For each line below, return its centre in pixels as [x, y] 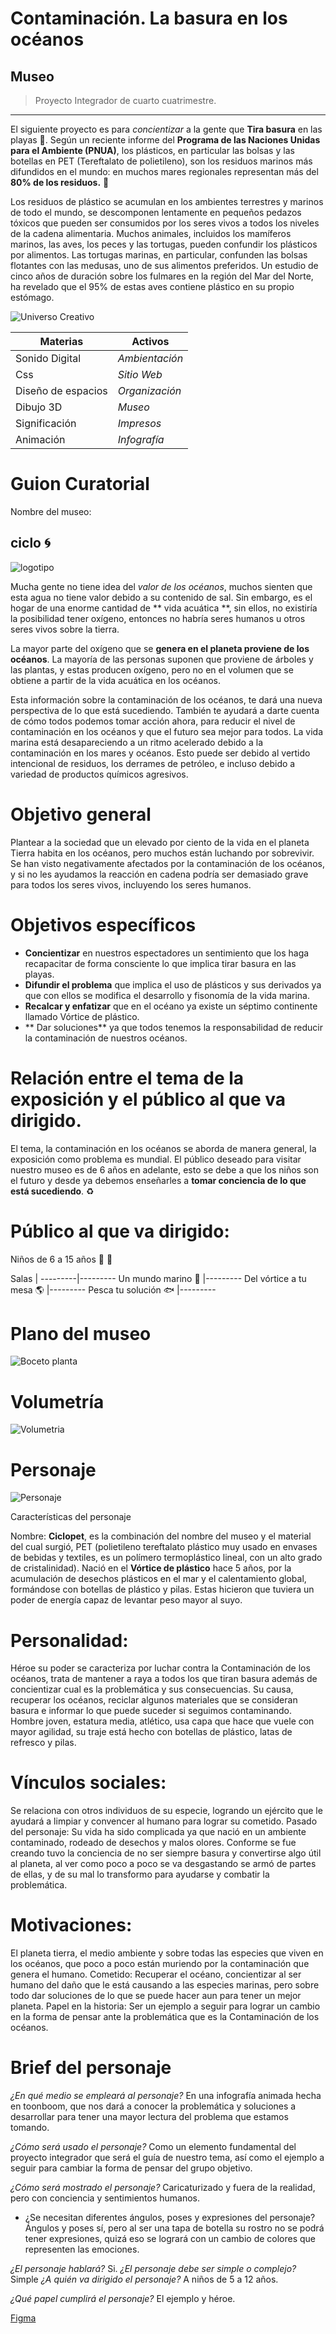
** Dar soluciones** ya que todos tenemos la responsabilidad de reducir [174, 1027]
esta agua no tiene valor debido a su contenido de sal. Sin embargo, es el [161, 597]
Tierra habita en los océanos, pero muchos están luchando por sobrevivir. [162, 853]
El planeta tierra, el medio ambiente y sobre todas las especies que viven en [167, 1953]
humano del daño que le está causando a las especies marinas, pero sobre [165, 1985]
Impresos [139, 423]
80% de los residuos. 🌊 [60, 182]
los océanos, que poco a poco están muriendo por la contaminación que [160, 1964]
